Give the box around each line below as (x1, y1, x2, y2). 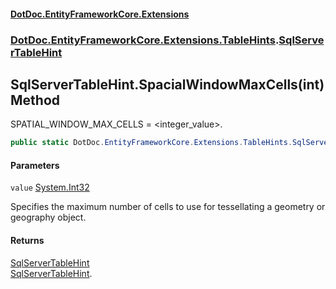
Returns (10, 235, 45, 246)
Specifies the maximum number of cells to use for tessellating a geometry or (10, 201, 326, 213)
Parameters (10, 159, 60, 171)
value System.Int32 (10, 181, 90, 194)
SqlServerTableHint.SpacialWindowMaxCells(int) (10, 76, 325, 93)
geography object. (10, 211, 87, 224)
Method (10, 91, 61, 109)
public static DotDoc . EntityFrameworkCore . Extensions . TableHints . (10, 138, 293, 148)
